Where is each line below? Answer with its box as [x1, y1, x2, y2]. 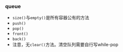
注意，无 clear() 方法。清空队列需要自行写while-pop [12, 42, 119, 48]
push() [12, 21, 26, 26]
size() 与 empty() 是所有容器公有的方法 [12, 15, 89, 21]
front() [12, 31, 28, 37]
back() [12, 37, 26, 42]
